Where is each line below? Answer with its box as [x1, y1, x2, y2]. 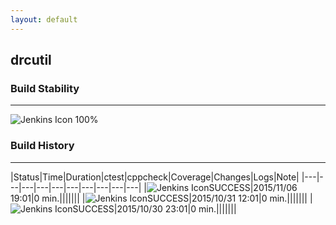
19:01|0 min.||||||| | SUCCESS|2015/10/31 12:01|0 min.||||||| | [10, 192, 313, 204]
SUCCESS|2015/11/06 [208, 181, 298, 193]
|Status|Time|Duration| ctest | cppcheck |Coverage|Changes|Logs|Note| [10, 171, 300, 183]
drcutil [10, 52, 52, 69]
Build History [10, 139, 75, 153]
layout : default [10, 14, 78, 25]
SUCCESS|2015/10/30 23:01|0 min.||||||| [72, 202, 237, 215]
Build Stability [10, 81, 80, 95]
